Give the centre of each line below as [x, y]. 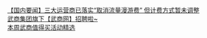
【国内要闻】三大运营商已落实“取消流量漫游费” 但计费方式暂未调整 [103, 10]
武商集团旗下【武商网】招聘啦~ [53, 19]
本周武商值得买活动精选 [41, 27]
